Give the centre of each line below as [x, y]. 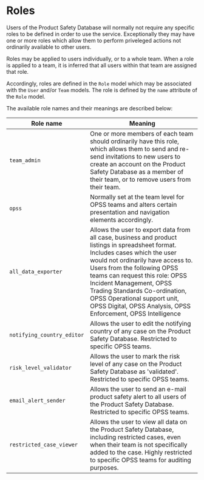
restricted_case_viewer [44, 445]
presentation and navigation [130, 212]
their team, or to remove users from [141, 179]
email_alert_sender [37, 400]
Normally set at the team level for [137, 197]
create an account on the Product [138, 164]
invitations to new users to [143, 156]
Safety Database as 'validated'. [134, 371]
